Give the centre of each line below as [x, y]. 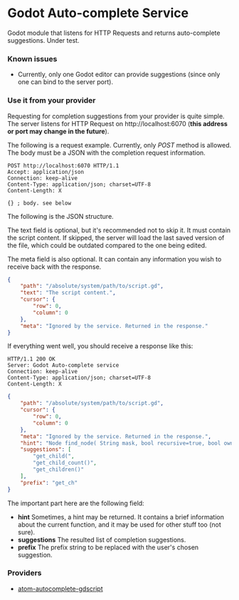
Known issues [32, 58]
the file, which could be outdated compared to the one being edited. [107, 245]
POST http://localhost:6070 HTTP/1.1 [63, 165]
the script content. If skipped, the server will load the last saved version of [116, 237]
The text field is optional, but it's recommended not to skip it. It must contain [119, 230]
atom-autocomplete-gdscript [60, 589]
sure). [26, 532]
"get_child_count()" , [65, 463]
